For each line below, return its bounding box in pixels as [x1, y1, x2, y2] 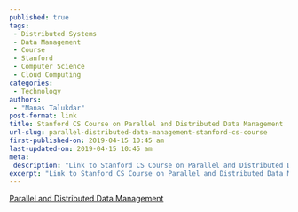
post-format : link [9, 111, 77, 120]
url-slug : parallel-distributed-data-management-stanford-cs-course [9, 128, 268, 137]
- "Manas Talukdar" [12, 103, 86, 112]
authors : [9, 95, 42, 104]
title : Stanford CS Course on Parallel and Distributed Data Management [9, 120, 284, 129]
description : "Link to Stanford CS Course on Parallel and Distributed [12, 161, 284, 170]
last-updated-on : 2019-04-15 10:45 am [9, 144, 153, 153]
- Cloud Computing [12, 71, 82, 79]
